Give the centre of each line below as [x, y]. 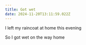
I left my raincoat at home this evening [43, 28]
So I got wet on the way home [35, 37]
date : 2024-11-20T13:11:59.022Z [38, 14]
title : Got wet [20, 9]
